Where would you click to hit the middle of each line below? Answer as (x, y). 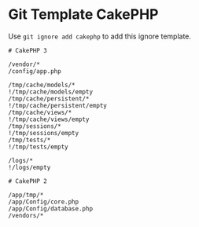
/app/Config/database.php (50, 209)
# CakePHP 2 (28, 181)
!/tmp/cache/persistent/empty (58, 105)
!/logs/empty (29, 167)
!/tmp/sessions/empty (44, 133)
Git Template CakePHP (83, 15)
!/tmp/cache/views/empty (49, 119)
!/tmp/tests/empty (38, 147)
